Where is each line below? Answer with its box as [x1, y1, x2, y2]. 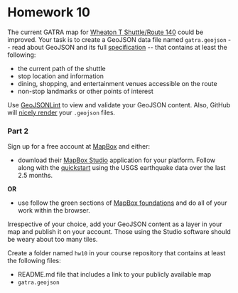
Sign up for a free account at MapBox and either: [7, 142, 151, 151]
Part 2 [7, 126, 29, 136]
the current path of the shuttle [17, 64, 107, 73]
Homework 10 [7, 4, 91, 21]
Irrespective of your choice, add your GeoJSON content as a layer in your [7, 220, 222, 228]
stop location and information [17, 72, 104, 80]
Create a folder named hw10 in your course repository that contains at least [7, 249, 226, 257]
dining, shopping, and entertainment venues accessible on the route [17, 79, 218, 87]
